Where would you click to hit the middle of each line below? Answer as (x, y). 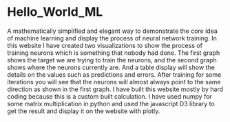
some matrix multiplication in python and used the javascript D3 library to (111, 103)
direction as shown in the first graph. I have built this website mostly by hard (115, 89)
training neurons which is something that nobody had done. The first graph (114, 53)
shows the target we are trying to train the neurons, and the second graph (112, 60)
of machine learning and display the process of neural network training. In (112, 38)
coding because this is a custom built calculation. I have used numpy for (109, 96)
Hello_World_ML (55, 12)
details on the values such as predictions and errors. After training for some (114, 74)
